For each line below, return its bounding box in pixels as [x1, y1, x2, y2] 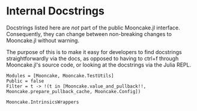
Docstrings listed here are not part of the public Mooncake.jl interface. [6, 24, 180, 31]
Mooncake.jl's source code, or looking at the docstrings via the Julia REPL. [6, 61, 191, 68]
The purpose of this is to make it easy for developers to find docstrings [6, 48, 182, 55]
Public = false [6, 78, 44, 84]
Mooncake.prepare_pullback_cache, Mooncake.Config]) [6, 88, 141, 94]
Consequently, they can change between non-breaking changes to [6, 30, 172, 37]
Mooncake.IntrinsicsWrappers [6, 99, 79, 105]
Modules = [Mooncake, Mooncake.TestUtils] [6, 73, 114, 79]
